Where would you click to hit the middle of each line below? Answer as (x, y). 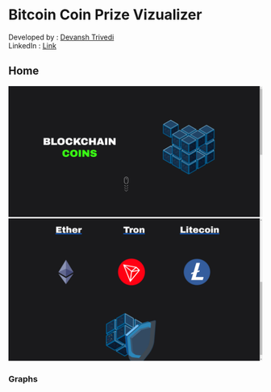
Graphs (23, 379)
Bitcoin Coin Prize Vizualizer (105, 15)
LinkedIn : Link (32, 45)
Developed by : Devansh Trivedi (61, 37)
